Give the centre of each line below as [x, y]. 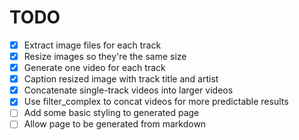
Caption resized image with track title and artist [121, 79]
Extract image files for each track [92, 45]
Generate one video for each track [94, 68]
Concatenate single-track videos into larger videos [128, 90]
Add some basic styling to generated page [111, 113]
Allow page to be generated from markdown [115, 124]
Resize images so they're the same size [105, 56]
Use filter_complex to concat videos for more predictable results [156, 102]
